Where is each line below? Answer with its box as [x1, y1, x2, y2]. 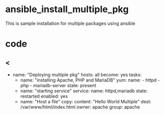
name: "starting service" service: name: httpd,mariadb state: [20, 88, 148, 94]
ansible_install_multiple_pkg [5, 4, 129, 15]
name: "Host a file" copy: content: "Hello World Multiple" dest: [20, 98, 152, 104]
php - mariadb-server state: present [20, 82, 97, 88]
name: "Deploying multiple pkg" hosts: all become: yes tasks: [12, 71, 142, 78]
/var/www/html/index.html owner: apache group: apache [20, 104, 140, 110]
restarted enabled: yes [20, 93, 68, 99]
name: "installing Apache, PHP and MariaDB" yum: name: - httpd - [20, 77, 160, 83]
